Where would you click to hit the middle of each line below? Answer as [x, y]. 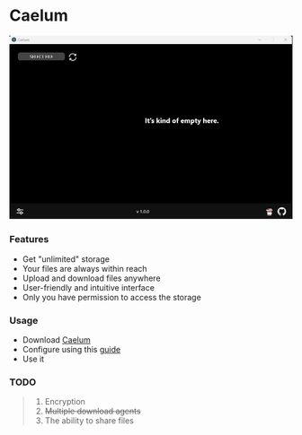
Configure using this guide [71, 349]
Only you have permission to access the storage [112, 297]
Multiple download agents [93, 411]
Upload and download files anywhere [91, 278]
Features [29, 239]
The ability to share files [89, 421]
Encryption [65, 402]
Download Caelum [57, 339]
